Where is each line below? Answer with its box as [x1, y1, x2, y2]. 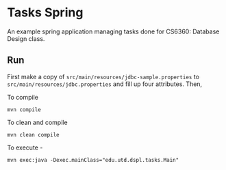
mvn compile [7, 106, 41, 113]
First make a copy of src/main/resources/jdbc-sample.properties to [7, 72, 200, 81]
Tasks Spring [7, 5, 84, 20]
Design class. [7, 34, 45, 42]
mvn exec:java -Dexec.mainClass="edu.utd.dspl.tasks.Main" [7, 156, 179, 163]
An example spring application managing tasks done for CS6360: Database [7, 27, 220, 36]
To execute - [7, 143, 43, 152]
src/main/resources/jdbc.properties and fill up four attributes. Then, [7, 80, 203, 88]
